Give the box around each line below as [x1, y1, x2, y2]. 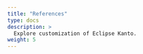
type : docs [7, 17, 39, 24]
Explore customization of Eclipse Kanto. [13, 29, 137, 37]
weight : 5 [7, 36, 37, 43]
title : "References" [7, 10, 68, 18]
